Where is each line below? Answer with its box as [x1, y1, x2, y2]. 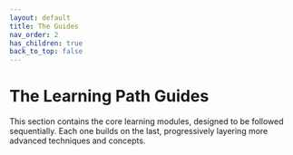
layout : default [9, 13, 71, 23]
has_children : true [9, 38, 83, 48]
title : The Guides [9, 22, 79, 31]
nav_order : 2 [9, 30, 59, 39]
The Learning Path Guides [9, 86, 210, 107]
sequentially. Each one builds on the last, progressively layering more [9, 126, 269, 137]
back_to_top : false [9, 47, 83, 56]
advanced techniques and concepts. [9, 135, 146, 146]
